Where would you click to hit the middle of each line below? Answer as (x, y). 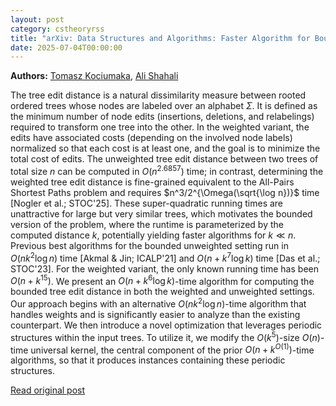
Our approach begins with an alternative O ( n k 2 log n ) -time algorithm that (158, 303)
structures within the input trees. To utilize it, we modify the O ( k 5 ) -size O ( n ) (165, 336)
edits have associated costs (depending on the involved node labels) (151, 138)
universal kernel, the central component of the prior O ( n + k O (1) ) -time (172, 349)
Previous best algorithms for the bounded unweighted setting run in (149, 245)
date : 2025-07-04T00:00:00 (66, 47)
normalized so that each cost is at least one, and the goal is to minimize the (165, 148)
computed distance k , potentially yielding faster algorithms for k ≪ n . (153, 235)
